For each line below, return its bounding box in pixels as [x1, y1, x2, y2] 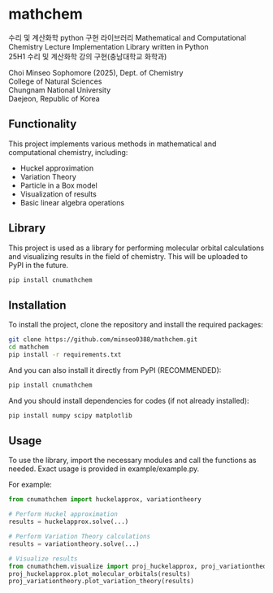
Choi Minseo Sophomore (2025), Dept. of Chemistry [8, 67, 184, 77]
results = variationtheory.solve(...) [8, 539, 140, 548]
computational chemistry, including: [8, 147, 128, 157]
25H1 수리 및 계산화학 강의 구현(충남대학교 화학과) [8, 51, 167, 61]
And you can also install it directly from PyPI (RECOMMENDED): [8, 365, 222, 374]
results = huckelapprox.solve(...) [8, 517, 129, 526]
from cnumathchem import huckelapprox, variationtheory [8, 496, 201, 504]
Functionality [8, 117, 77, 131]
